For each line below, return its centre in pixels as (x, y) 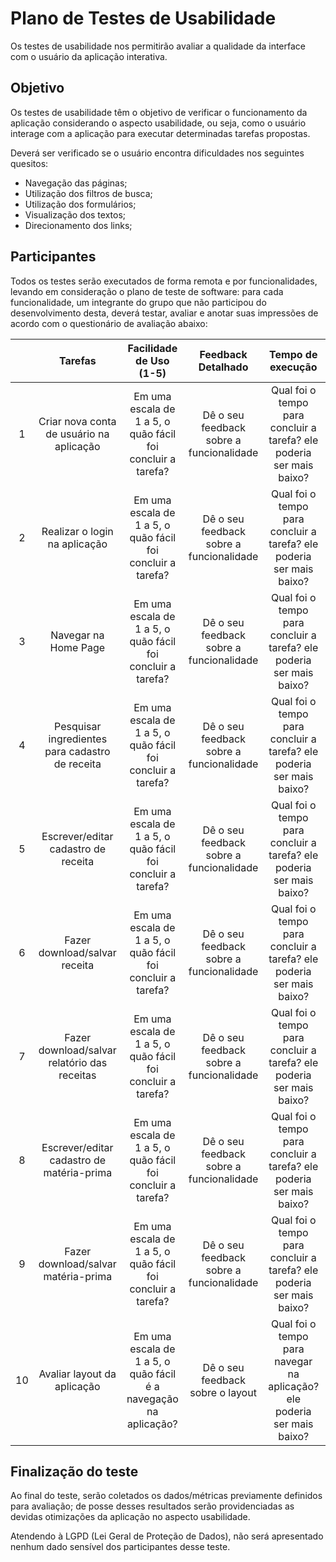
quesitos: (29, 163)
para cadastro (77, 751)
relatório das (78, 1062)
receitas (77, 1075)
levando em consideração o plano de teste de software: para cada (147, 291)
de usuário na (77, 434)
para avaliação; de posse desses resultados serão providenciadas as (152, 1506)
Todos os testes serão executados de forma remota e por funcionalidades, (164, 281)
